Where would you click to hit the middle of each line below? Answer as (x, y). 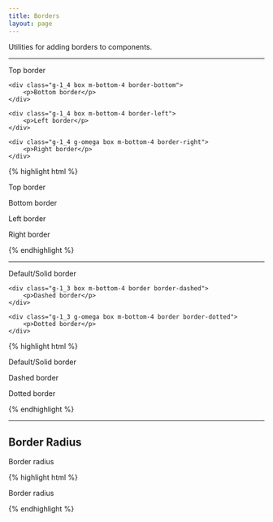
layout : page (30, 24)
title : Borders (34, 16)
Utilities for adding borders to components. (80, 46)
